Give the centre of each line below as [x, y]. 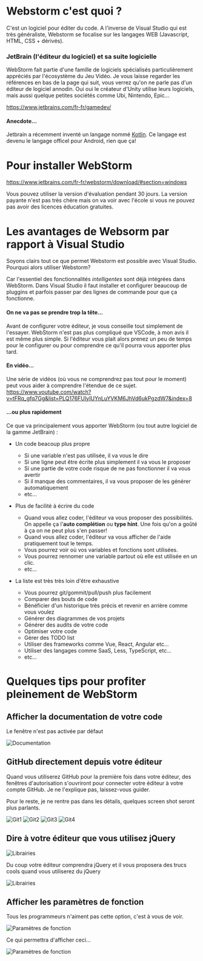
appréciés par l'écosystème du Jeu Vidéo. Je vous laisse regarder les [93, 76]
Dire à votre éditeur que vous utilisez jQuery [91, 838]
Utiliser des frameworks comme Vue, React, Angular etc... [96, 644]
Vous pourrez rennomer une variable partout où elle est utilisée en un [111, 556]
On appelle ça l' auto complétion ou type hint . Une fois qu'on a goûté [111, 524]
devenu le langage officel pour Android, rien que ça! [71, 141]
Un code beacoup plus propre [52, 444]
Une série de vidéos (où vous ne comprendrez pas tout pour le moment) [96, 379]
